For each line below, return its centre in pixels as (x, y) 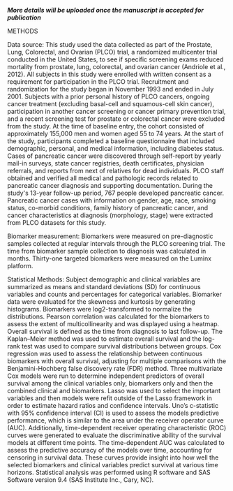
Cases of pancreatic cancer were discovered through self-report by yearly (114, 156)
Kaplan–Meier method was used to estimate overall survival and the (104, 339)
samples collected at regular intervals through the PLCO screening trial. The (116, 243)
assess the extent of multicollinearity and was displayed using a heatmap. (113, 324)
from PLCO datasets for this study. (57, 222)
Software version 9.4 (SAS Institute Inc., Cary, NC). (81, 480)
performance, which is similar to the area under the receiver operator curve (116, 420)
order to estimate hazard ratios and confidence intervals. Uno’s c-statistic (113, 405)
